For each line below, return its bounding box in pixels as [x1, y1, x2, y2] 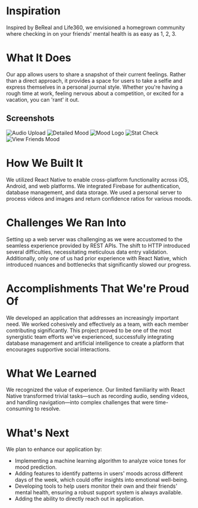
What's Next [6, 426, 70, 440]
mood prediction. [14, 463, 57, 471]
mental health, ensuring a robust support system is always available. [14, 489, 183, 496]
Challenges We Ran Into [6, 216, 127, 229]
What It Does [6, 51, 71, 65]
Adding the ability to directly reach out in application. [14, 495, 144, 503]
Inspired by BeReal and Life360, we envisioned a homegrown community [6, 24, 186, 31]
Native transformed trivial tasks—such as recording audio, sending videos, [6, 392, 189, 400]
